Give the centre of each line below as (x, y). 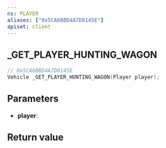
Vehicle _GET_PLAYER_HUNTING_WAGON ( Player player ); (83, 77)
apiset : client (29, 26)
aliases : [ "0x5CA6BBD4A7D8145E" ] (56, 20)
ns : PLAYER (23, 14)
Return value (35, 137)
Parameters (33, 99)
